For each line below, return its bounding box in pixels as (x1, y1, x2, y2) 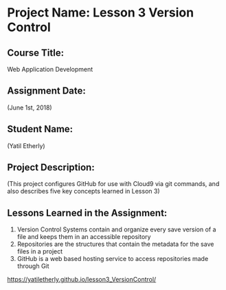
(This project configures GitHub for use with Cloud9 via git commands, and (7, 180, 220, 188)
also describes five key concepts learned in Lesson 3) (7, 187, 160, 196)
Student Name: (7, 123, 74, 135)
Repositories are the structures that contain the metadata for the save (16, 240, 214, 249)
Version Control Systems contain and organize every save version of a (16, 225, 216, 234)
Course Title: (7, 47, 64, 59)
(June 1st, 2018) (7, 103, 53, 112)
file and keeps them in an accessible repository (16, 233, 151, 241)
